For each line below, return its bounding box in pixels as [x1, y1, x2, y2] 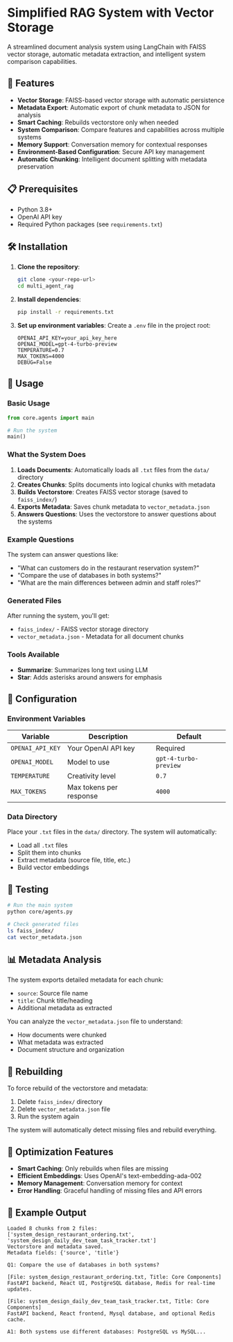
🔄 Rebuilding [7, 1066, 63, 1077]
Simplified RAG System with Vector [7, 5, 214, 21]
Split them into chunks [17, 848, 82, 857]
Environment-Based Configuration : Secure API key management [17, 147, 205, 156]
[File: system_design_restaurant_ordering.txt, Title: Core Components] [7, 1273, 222, 1280]
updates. [7, 1286, 33, 1293]
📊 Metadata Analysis [7, 954, 102, 966]
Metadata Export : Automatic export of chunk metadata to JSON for [17, 103, 210, 112]
